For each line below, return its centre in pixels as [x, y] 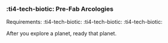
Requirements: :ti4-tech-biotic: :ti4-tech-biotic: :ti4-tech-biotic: [85, 22]
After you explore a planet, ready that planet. [61, 33]
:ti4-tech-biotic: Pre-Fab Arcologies [60, 9]
